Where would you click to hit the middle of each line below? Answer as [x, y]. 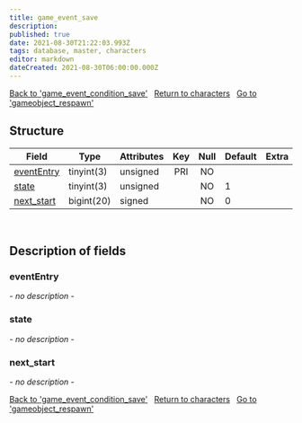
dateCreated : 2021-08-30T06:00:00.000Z [84, 68]
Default [241, 156]
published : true [40, 34]
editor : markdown [42, 59]
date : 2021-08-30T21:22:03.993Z [70, 43]
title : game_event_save [54, 18]
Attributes [142, 156]
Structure [37, 131]
